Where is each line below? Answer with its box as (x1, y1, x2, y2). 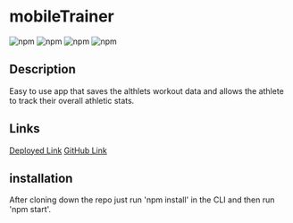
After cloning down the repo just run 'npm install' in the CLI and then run (9, 194, 275, 205)
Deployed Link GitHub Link (9, 145, 107, 156)
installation (9, 170, 73, 185)
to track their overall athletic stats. (9, 95, 135, 106)
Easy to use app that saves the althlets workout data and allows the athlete (9, 85, 284, 96)
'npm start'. (9, 204, 52, 215)
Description (9, 62, 76, 77)
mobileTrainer (9, 6, 114, 27)
